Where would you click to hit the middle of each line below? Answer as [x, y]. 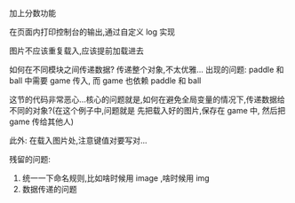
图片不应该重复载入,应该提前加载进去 [77, 51]
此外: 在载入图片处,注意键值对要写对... [79, 141]
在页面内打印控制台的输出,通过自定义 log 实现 [92, 32]
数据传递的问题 [49, 189]
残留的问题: [30, 159]
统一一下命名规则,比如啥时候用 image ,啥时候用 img [116, 178]
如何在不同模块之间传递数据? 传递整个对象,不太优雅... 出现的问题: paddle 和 [147, 70]
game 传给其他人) [41, 121]
